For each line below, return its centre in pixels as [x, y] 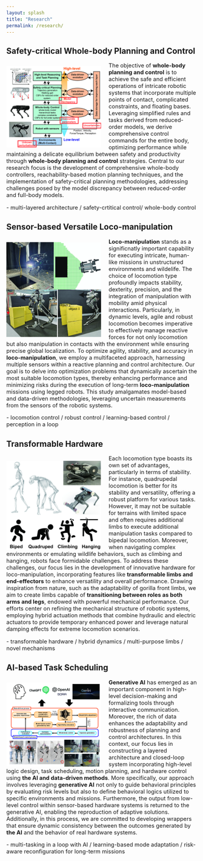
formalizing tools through [141, 703]
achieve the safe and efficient [147, 79]
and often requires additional [146, 520]
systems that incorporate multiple [152, 93]
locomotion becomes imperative [151, 323]
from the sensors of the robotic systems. [60, 405]
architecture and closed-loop [147, 757]
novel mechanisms [31, 648]
